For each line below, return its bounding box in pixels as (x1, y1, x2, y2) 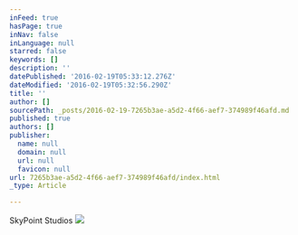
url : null (17, 155, 54, 165)
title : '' (9, 89, 47, 98)
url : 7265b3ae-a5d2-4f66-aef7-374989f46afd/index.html (9, 173, 221, 182)
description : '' (9, 64, 71, 73)
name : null (17, 139, 59, 148)
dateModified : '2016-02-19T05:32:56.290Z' (9, 80, 172, 89)
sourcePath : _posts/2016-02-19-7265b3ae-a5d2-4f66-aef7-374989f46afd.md (9, 106, 290, 115)
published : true (9, 114, 71, 123)
